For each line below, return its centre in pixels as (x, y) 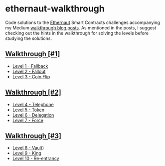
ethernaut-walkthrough (55, 9)
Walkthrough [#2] (33, 92)
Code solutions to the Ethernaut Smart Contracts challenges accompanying (83, 22)
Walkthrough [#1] (33, 54)
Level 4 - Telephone (33, 104)
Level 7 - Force (28, 120)
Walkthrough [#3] (33, 136)
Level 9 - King (27, 153)
